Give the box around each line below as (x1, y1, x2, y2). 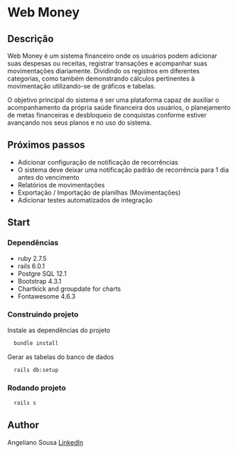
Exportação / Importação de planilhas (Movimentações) (17, 188, 181, 197)
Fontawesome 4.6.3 (17, 292, 76, 300)
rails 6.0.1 (17, 262, 45, 270)
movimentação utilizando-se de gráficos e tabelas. (7, 82, 156, 90)
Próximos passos (7, 139, 85, 151)
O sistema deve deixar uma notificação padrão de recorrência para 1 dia (17, 165, 229, 174)
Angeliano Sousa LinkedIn (7, 438, 84, 446)
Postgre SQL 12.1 (17, 269, 67, 278)
